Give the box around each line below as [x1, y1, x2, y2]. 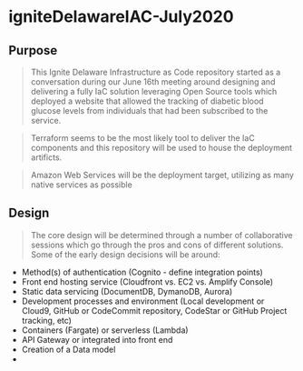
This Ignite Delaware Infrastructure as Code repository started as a [30, 66, 281, 77]
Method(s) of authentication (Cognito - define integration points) [21, 266, 264, 277]
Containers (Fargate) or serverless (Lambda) [21, 325, 189, 336]
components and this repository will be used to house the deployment [30, 143, 292, 153]
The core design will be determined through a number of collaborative [30, 229, 294, 240]
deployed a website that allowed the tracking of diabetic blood [30, 95, 264, 106]
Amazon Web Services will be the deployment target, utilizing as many [30, 170, 294, 180]
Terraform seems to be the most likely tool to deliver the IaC [30, 133, 255, 143]
